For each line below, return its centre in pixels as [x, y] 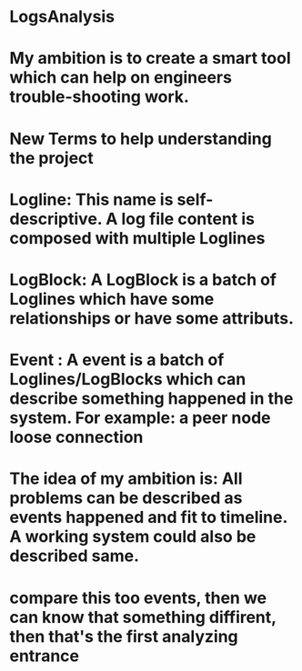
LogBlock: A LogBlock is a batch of [143, 280]
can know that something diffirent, [143, 617]
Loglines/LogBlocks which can [128, 380]
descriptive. [56, 219]
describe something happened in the [151, 399]
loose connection [76, 437]
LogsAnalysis [62, 17]
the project [51, 158]
